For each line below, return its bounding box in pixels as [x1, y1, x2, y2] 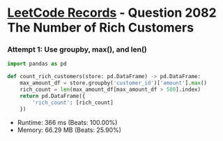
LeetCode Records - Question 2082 [7, 5, 217, 21]
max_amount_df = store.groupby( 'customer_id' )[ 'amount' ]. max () [20, 80, 208, 87]
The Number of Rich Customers [7, 20, 194, 36]
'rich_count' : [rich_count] [32, 99, 114, 106]
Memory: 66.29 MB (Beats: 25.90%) [17, 126, 122, 134]
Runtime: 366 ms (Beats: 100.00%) [17, 118, 118, 126]
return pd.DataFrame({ [20, 92, 86, 99]
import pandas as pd [7, 61, 68, 68]
